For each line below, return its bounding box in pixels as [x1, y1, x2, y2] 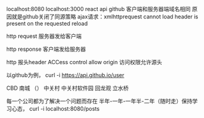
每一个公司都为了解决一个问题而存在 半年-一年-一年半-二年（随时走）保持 [6, 97, 193, 105]
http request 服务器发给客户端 [6, 32, 82, 40]
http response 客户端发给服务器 [6, 45, 86, 53]
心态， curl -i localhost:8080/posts [11, 105, 100, 112]
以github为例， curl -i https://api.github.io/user [6, 72, 124, 78]
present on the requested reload [6, 20, 88, 27]
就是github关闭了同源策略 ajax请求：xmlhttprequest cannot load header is [11, 13, 198, 20]
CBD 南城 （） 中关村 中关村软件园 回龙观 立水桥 [6, 84, 129, 92]
